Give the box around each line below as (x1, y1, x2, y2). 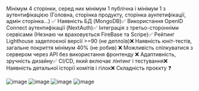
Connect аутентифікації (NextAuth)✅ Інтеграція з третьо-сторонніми (6, 24, 179, 31)
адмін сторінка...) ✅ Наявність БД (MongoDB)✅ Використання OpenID (6, 18, 184, 24)
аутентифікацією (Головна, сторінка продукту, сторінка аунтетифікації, (6, 11, 186, 18)
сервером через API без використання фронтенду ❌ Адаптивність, (6, 51, 176, 58)
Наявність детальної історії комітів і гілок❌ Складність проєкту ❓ (6, 64, 172, 71)
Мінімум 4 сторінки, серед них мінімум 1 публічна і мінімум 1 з (6, 5, 166, 12)
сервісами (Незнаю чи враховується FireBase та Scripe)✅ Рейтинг (6, 31, 175, 38)
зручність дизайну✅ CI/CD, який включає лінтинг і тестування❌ (6, 57, 168, 64)
